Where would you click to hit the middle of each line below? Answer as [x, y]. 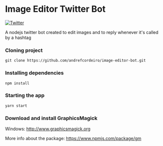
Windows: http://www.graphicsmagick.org [48, 129]
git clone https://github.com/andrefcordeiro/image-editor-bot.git [76, 61]
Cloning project [24, 50]
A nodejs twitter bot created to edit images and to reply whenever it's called [82, 32]
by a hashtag [18, 37]
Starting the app [25, 96]
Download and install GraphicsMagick [51, 118]
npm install [17, 83]
